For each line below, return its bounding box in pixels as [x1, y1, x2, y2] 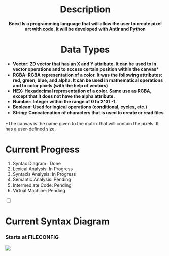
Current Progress [5, 143, 80, 155]
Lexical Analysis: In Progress [12, 166, 73, 172]
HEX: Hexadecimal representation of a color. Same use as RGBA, [12, 88, 152, 94]
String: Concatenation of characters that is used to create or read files [12, 109, 164, 115]
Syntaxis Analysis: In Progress [12, 171, 76, 177]
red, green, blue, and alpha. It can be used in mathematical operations [12, 77, 163, 83]
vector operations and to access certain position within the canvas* [12, 66, 159, 72]
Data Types [60, 44, 110, 55]
